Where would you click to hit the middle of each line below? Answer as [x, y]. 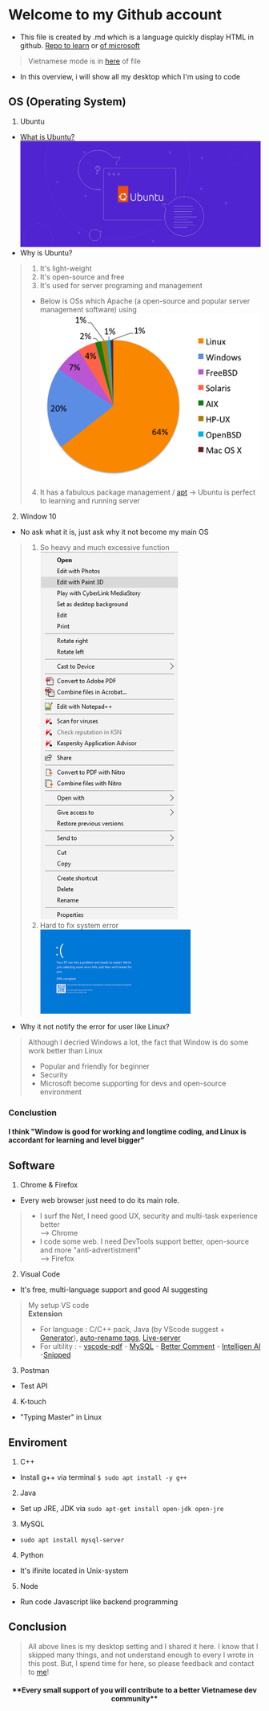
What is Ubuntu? [47, 136]
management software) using [88, 309]
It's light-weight [66, 268]
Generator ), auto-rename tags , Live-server [110, 1338]
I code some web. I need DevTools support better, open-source [145, 1241]
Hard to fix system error [79, 925]
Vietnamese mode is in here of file [84, 61]
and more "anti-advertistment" [90, 1250]
